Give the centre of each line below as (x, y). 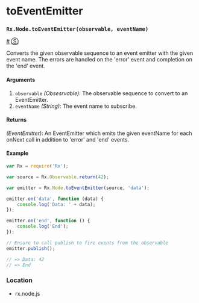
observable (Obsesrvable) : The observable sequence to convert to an (101, 93)
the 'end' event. (26, 66)
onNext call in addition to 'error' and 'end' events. (68, 139)
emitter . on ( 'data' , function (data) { (55, 199)
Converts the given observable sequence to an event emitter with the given (100, 53)
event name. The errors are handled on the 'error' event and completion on (99, 60)
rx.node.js (27, 293)
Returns (17, 120)
